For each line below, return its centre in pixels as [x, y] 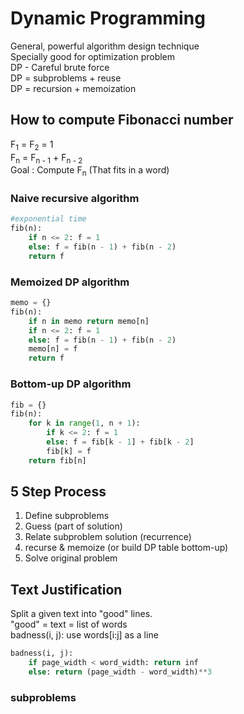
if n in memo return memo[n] [89, 321]
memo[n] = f [53, 349]
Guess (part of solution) [73, 526]
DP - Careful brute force [60, 67]
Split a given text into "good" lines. [81, 614]
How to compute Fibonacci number [122, 120]
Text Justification [66, 589]
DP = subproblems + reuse [66, 78]
